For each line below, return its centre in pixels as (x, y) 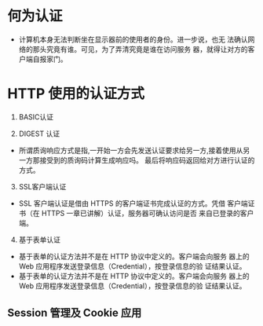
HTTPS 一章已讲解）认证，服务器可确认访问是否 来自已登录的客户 (148, 213)
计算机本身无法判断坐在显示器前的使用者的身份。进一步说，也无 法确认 (133, 39)
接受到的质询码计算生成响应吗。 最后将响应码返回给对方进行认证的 (147, 160)
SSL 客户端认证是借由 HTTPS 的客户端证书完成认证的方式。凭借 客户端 (133, 203)
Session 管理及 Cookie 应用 (75, 313)
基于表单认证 (39, 240)
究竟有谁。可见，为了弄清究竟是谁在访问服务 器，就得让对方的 (147, 49)
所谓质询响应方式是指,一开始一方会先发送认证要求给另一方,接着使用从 (131, 150)
